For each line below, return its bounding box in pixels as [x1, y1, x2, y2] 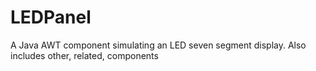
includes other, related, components [10, 49, 159, 61]
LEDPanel [10, 6, 92, 29]
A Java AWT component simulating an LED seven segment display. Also [10, 39, 307, 51]
